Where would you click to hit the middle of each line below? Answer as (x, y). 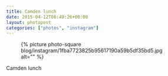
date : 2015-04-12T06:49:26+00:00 (47, 17)
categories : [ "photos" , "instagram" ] (52, 28)
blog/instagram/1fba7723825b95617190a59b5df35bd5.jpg (92, 51)
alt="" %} (32, 57)
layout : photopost (29, 22)
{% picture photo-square (51, 44)
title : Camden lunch (32, 11)
